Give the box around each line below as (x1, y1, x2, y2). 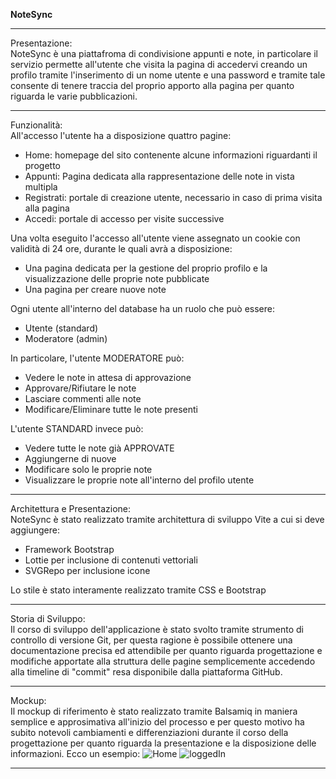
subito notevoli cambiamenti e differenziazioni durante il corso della (10, 727, 289, 738)
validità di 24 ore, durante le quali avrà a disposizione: (10, 243, 233, 254)
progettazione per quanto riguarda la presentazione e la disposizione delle (10, 737, 317, 749)
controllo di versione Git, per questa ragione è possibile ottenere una (10, 634, 293, 646)
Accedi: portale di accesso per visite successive (24, 213, 225, 224)
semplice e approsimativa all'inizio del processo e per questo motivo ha (10, 716, 305, 728)
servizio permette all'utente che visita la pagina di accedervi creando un (10, 59, 308, 70)
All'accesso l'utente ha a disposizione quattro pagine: (10, 130, 232, 141)
